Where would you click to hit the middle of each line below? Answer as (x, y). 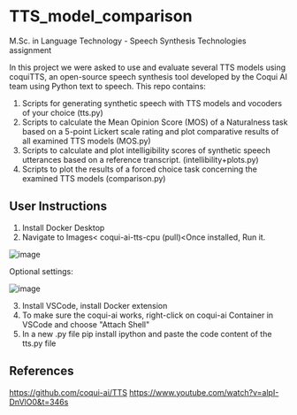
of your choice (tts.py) (62, 112)
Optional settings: (41, 271)
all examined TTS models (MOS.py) (87, 141)
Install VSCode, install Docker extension (95, 305)
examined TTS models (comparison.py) (94, 178)
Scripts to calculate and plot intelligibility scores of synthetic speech (146, 150)
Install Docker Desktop (63, 227)
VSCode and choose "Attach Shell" (86, 324)
